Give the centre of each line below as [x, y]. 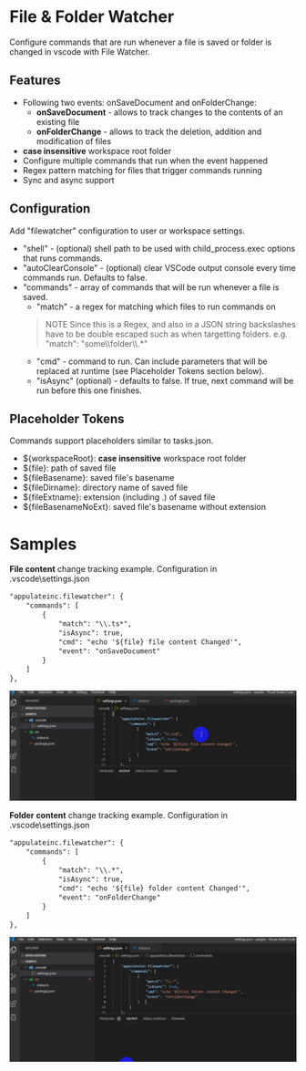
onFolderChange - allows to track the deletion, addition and [149, 131]
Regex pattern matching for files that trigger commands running [142, 170]
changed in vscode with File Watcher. [80, 51]
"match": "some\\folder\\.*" [97, 343]
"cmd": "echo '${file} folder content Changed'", [154, 889]
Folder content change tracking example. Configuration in [119, 816]
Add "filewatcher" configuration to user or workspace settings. [127, 231]
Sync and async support [69, 180]
